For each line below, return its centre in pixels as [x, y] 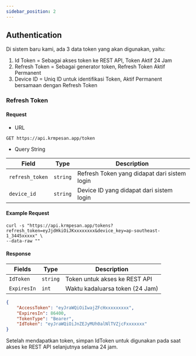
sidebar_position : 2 [31, 11]
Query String [30, 149]
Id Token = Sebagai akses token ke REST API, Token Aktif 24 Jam [93, 61]
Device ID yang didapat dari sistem [125, 190]
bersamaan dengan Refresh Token [56, 85]
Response [18, 254]
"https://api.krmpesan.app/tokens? [70, 226]
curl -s [15, 226]
